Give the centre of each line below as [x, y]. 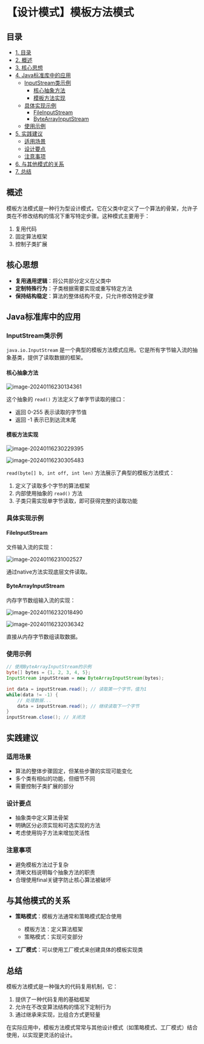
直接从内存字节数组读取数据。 [43, 637]
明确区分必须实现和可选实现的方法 [58, 825]
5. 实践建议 [29, 134]
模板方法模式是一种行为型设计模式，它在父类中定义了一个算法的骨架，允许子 [102, 208]
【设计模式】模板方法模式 [70, 12]
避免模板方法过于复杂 [42, 864]
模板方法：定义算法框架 [53, 929]
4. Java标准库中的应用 [43, 75]
